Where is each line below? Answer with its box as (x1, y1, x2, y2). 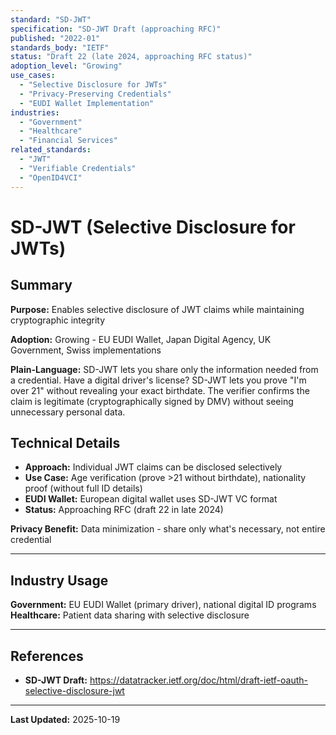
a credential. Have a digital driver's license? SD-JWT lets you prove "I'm (10, 374, 307, 386)
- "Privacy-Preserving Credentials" (19, 89, 172, 99)
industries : (10, 107, 60, 118)
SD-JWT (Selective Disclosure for (10, 216, 296, 238)
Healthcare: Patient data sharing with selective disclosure (10, 609, 250, 621)
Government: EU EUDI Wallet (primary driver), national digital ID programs (10, 599, 317, 611)
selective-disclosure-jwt (24, 684, 125, 696)
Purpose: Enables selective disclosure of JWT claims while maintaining (10, 303, 305, 315)
